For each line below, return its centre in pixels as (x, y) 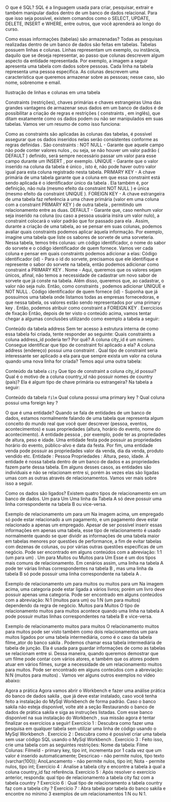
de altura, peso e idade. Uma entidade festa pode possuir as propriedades (83, 440)
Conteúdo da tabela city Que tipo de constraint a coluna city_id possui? (81, 371)
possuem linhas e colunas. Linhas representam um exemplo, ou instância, (83, 50)
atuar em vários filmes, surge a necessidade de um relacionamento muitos (84, 664)
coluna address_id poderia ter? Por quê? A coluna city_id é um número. (80, 339)
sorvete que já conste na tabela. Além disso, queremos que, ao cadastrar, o (85, 281)
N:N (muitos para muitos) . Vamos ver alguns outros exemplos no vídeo (80, 675)
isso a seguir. (19, 483)
